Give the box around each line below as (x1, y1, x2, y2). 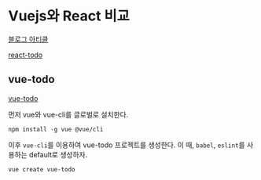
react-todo (8, 50, 43, 59)
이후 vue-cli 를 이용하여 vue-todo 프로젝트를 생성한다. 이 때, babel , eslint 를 (8, 140, 245, 149)
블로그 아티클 (8, 34, 49, 44)
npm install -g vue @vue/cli (8, 125, 104, 133)
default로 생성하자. (28, 149, 88, 159)
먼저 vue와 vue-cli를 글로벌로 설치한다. (8, 110, 129, 119)
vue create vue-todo (8, 165, 76, 173)
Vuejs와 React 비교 (8, 7, 130, 25)
